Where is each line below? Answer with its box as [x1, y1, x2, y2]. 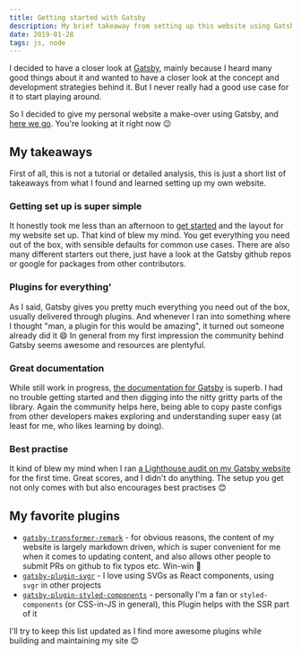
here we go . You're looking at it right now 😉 [9, 118, 172, 129]
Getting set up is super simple [9, 199, 142, 212]
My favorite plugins [9, 508, 121, 523]
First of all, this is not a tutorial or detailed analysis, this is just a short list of [9, 168, 287, 179]
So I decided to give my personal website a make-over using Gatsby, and [9, 109, 279, 119]
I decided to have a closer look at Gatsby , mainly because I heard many [9, 63, 272, 74]
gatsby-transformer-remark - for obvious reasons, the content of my [21, 532, 275, 543]
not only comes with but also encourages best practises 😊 [9, 482, 227, 493]
